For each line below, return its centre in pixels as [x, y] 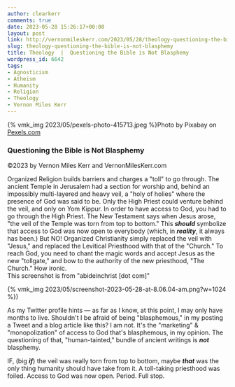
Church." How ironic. [37, 268]
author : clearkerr [34, 14]
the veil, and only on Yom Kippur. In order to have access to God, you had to [117, 209]
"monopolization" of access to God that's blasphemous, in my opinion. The [115, 332]
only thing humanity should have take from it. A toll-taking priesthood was [114, 369]
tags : [15, 66]
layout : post [26, 33]
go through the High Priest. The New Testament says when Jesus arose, [112, 216]
